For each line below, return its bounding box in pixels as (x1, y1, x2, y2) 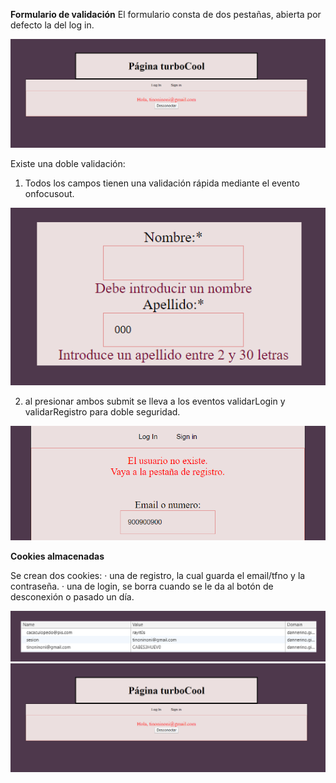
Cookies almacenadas (10, 550, 105, 563)
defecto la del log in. (10, 19, 95, 31)
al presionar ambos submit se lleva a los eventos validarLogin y (24, 395, 286, 408)
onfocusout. (24, 187, 75, 199)
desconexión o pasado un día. (10, 591, 135, 603)
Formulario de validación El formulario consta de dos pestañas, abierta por (10, 9, 322, 20)
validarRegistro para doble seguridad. (24, 406, 181, 418)
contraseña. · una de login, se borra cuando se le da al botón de (10, 580, 274, 593)
